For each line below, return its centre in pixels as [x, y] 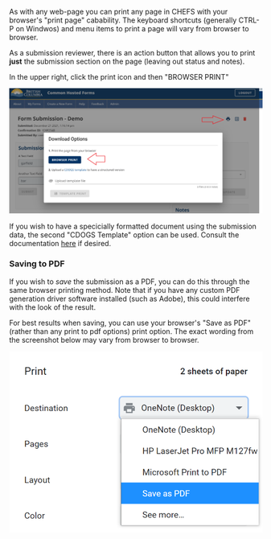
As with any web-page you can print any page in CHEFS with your [119, 12]
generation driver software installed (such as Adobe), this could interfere [129, 298]
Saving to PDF [37, 264]
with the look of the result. [52, 307]
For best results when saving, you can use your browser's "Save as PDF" [130, 323]
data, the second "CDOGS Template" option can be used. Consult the [124, 235]
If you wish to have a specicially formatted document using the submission [133, 226]
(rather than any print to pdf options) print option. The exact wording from [131, 331]
